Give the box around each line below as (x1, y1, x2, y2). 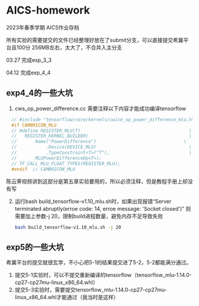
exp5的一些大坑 (6, 242, 64, 252)
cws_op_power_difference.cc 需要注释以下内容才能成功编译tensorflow (14, 105, 187, 112)
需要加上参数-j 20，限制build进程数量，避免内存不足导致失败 (14, 212, 163, 220)
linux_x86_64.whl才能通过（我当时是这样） (14, 294, 119, 301)
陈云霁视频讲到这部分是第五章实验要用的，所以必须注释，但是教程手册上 (6, 178, 182, 185)
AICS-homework (6, 4, 91, 17)
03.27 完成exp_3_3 (6, 56, 52, 63)
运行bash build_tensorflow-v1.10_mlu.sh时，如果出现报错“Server (14, 198, 172, 205)
